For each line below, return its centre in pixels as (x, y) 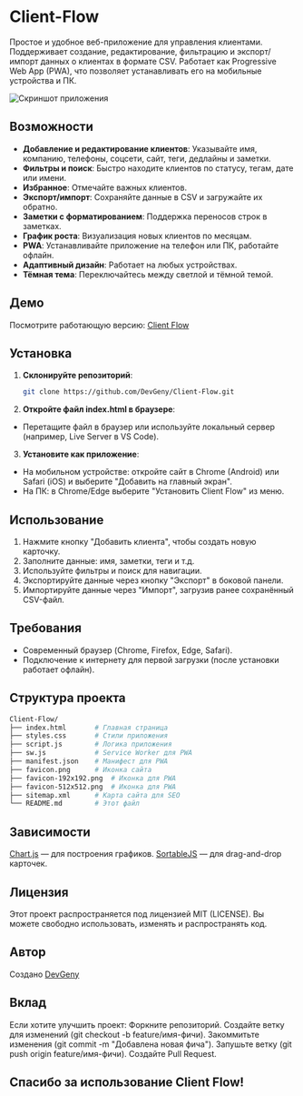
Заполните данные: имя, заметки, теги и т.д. (108, 561)
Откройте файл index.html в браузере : (98, 409)
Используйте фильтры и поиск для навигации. (112, 571)
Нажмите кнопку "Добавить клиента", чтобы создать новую (139, 542)
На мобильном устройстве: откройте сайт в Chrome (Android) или (151, 472)
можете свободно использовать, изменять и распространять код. (138, 923)
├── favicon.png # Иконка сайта (81, 769)
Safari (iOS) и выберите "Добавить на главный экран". (127, 482)
